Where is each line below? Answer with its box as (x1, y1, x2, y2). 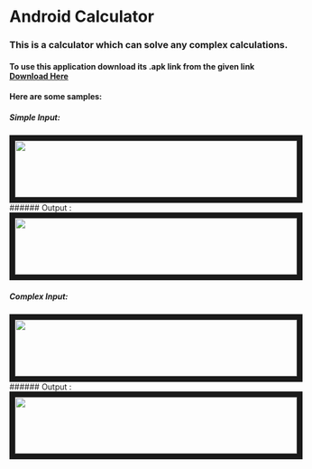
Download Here (9, 70, 69, 81)
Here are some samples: (9, 91, 103, 102)
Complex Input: (9, 291, 69, 302)
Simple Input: (9, 111, 60, 123)
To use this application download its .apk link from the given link (9, 61, 255, 71)
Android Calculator (9, 6, 155, 27)
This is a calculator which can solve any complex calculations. (9, 39, 289, 52)
